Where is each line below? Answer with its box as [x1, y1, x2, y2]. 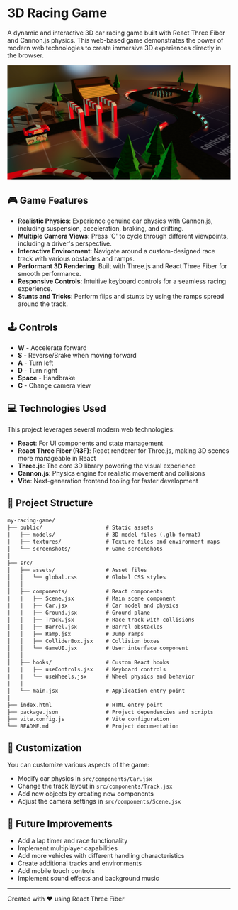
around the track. [17, 300, 69, 308]
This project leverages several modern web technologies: [7, 424, 175, 434]
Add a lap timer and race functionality [17, 836, 128, 845]
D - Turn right [17, 366, 58, 374]
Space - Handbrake [17, 373, 76, 382]
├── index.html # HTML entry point [7, 701, 163, 708]
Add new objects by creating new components [17, 789, 154, 798]
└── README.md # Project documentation [7, 723, 179, 730]
